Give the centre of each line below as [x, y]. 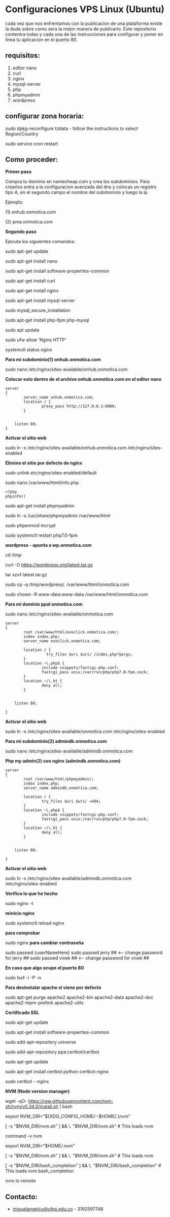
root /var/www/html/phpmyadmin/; [59, 779]
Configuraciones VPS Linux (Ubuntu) [85, 9]
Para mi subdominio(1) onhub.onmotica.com [53, 359]
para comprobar [23, 933]
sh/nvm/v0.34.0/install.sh [32, 1107]
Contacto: [22, 1197]
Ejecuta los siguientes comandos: [40, 242]
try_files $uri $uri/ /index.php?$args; [89, 654]
